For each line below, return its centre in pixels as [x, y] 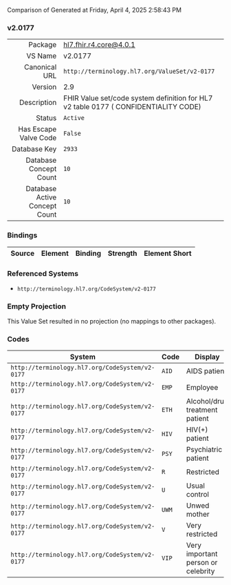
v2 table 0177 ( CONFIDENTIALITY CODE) [132, 107]
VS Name [42, 56]
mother [198, 515]
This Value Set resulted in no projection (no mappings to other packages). [112, 321]
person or [202, 563]
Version [44, 87]
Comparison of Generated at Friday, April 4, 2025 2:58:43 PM [95, 10]
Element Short [168, 253]
